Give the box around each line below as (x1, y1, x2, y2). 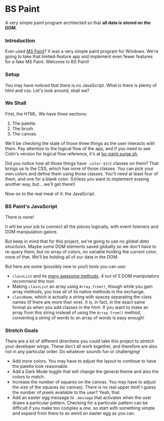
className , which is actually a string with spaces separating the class (12, 294, 152, 300)
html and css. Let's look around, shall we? (5, 87, 90, 93)
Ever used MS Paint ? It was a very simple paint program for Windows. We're (5, 48, 159, 55)
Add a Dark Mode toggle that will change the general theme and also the (12, 368, 159, 374)
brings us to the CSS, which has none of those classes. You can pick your (5, 166, 154, 171)
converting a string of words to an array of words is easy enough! (12, 315, 144, 321)
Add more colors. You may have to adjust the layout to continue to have (12, 358, 157, 364)
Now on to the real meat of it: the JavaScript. (5, 191, 95, 196)
